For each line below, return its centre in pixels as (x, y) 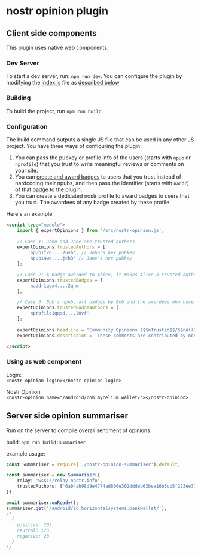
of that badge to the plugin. (48, 189)
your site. (26, 170)
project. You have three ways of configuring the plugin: (74, 146)
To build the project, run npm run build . (55, 111)
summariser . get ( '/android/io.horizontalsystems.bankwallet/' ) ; (87, 508)
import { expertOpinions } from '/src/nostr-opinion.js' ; (91, 230)
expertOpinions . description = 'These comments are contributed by (101, 336)
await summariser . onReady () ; (42, 503)
